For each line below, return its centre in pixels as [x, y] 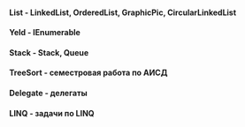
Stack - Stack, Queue [49, 52]
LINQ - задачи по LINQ [52, 113]
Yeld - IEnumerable [45, 33]
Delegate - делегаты [48, 93]
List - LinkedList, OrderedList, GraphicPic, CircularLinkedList [123, 12]
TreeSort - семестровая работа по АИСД [88, 73]
